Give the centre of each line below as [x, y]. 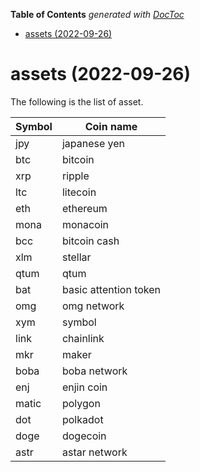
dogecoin [84, 436]
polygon [81, 403]
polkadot [82, 419]
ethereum [84, 208]
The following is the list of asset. [77, 101]
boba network [94, 371]
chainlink [83, 338]
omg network [93, 306]
